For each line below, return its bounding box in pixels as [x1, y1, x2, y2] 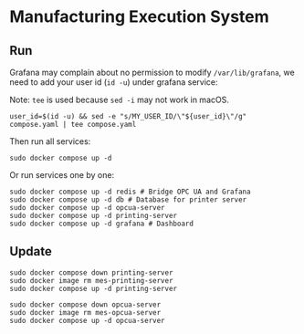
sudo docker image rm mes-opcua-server [9, 308, 162, 317]
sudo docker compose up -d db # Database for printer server [9, 195, 247, 204]
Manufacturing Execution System [9, 6, 269, 27]
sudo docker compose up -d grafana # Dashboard [9, 219, 194, 228]
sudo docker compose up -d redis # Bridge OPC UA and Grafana [9, 187, 251, 196]
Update [9, 244, 53, 259]
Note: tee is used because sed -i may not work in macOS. [9, 94, 230, 105]
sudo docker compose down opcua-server [9, 299, 162, 309]
